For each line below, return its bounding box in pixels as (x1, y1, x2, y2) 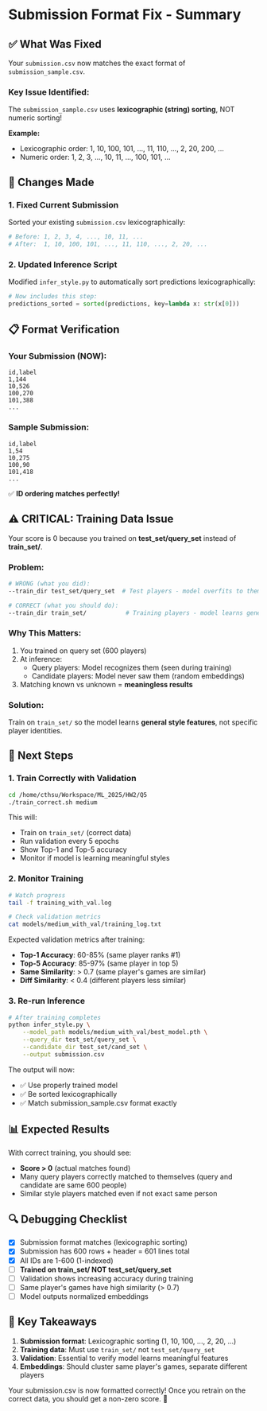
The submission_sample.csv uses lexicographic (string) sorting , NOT (8, 105, 235, 115)
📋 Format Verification (8, 323, 120, 336)
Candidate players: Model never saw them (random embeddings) (31, 671, 245, 681)
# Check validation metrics (8, 913, 102, 921)
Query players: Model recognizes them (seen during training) (31, 663, 232, 672)
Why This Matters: (8, 628, 82, 639)
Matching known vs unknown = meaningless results (19, 679, 193, 689)
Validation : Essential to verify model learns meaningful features (19, 1353, 229, 1362)
